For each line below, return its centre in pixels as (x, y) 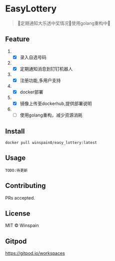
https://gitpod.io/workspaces (35, 253)
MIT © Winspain (22, 225)
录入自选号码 (33, 57)
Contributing (25, 186)
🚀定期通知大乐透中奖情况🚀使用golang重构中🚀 (64, 23)
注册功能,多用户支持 (40, 80)
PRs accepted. (20, 197)
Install (15, 131)
